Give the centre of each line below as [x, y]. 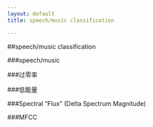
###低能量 [22, 89]
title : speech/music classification [61, 20]
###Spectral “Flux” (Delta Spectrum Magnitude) [76, 103]
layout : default [31, 14]
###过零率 [22, 74]
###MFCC [22, 117]
